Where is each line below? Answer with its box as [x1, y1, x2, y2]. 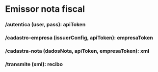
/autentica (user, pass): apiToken [5, 21, 86, 28]
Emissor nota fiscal [5, 3, 85, 15]
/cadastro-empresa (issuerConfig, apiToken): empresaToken [5, 35, 153, 41]
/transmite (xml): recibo [5, 61, 63, 68]
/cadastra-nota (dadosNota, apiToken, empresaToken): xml [5, 47, 150, 54]
